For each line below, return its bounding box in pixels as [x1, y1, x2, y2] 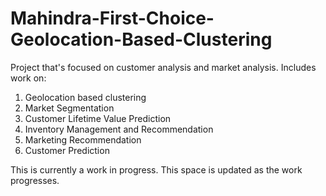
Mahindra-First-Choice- [10, 7, 215, 30]
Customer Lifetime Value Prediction [24, 112, 172, 124]
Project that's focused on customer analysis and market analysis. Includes [10, 61, 317, 73]
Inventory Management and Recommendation [24, 123, 214, 135]
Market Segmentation [24, 102, 115, 114]
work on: [10, 72, 47, 84]
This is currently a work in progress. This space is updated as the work [10, 163, 303, 176]
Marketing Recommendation [24, 133, 142, 146]
